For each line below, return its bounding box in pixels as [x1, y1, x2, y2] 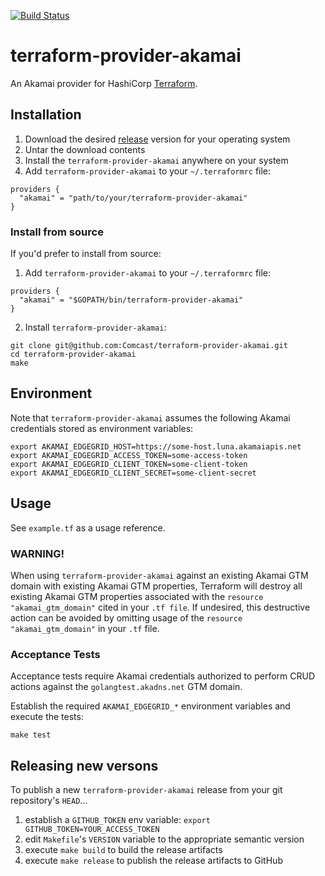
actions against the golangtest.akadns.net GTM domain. [10, 681, 243, 693]
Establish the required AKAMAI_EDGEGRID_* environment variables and [10, 700, 291, 712]
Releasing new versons [10, 757, 159, 774]
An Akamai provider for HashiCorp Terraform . [10, 77, 198, 89]
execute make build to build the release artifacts [24, 844, 223, 856]
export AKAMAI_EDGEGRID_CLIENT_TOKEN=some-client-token [10, 459, 248, 469]
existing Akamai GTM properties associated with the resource [10, 590, 264, 602]
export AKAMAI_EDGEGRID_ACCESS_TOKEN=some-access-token [10, 450, 248, 460]
